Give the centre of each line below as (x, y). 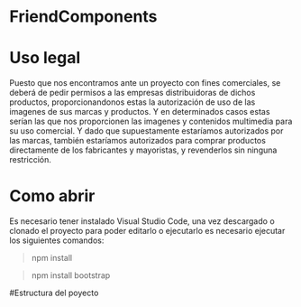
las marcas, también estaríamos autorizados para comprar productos (137, 141)
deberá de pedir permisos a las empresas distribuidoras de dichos (132, 93)
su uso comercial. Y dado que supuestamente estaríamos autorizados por (146, 131)
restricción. (31, 160)
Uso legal (45, 58)
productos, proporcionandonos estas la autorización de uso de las (132, 102)
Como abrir (52, 196)
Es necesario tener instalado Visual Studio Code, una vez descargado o (142, 221)
